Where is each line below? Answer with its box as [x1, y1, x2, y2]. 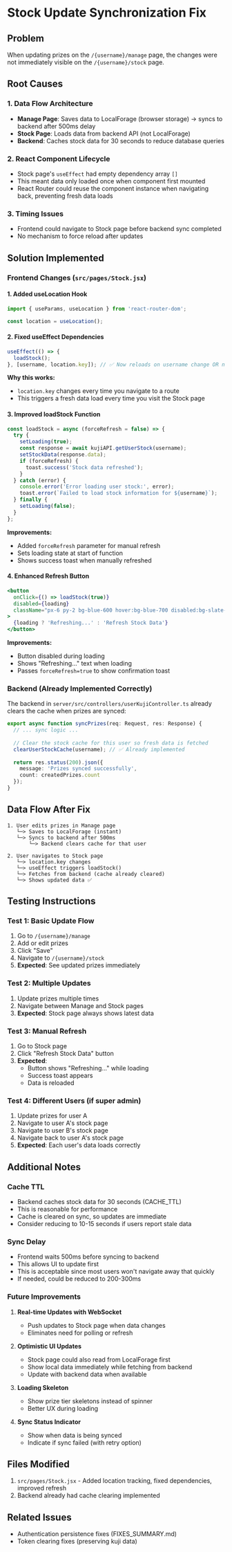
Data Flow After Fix [7, 804, 91, 816]
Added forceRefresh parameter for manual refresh [17, 541, 161, 549]
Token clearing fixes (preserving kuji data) [17, 1537, 138, 1546]
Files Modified [7, 1459, 70, 1470]
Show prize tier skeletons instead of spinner [27, 1396, 153, 1405]
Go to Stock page [17, 1042, 68, 1050]
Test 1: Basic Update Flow [7, 916, 95, 926]
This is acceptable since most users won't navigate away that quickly [17, 1268, 215, 1276]
